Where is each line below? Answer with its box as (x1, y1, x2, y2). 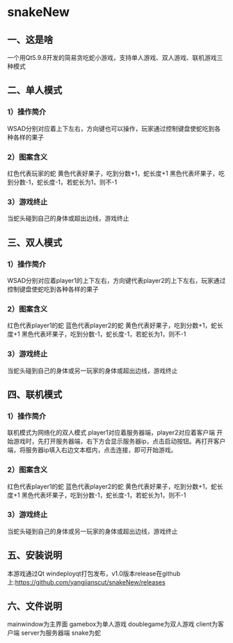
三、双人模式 (7, 236, 63, 248)
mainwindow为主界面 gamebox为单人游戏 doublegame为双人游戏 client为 (7, 620, 218, 628)
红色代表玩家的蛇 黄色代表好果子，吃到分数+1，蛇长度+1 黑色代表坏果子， (7, 169, 219, 178)
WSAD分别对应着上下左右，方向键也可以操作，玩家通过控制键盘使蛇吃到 (7, 124, 215, 132)
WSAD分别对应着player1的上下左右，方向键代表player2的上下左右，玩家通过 (7, 276, 226, 284)
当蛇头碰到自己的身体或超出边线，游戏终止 (7, 214, 129, 223)
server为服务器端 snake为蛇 (20, 628, 101, 637)
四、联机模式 (7, 388, 63, 401)
